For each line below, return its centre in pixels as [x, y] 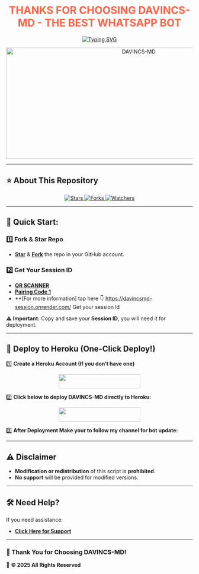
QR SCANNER [32, 285]
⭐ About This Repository [52, 181]
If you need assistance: [35, 520]
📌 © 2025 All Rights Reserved [44, 565]
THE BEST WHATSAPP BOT [113, 23]
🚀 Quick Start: [32, 222]
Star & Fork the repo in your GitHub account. [69, 254]
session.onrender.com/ [43, 307]
